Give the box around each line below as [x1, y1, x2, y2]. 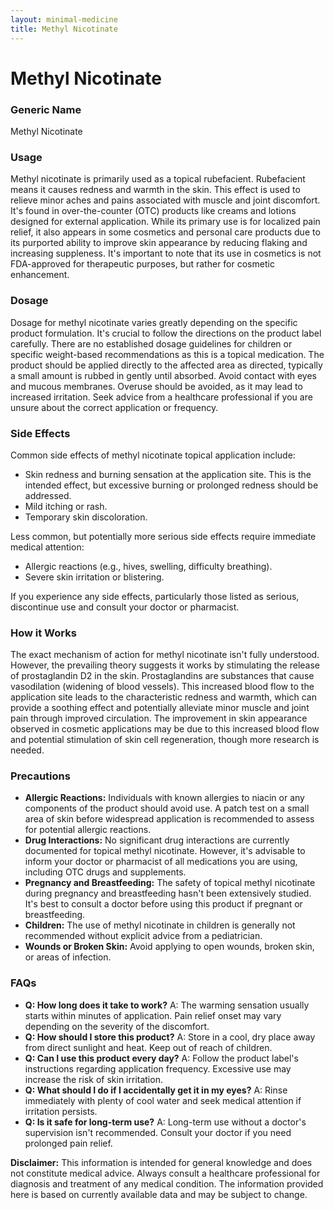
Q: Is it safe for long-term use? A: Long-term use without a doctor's [24, 1116, 307, 1128]
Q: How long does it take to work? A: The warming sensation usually [24, 999, 310, 1011]
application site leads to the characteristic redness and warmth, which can [10, 691, 317, 703]
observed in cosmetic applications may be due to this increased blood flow [10, 723, 320, 735]
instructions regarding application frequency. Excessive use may [24, 1062, 292, 1075]
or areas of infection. [24, 951, 112, 963]
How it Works [10, 626, 77, 640]
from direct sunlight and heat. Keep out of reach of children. [24, 1041, 273, 1053]
